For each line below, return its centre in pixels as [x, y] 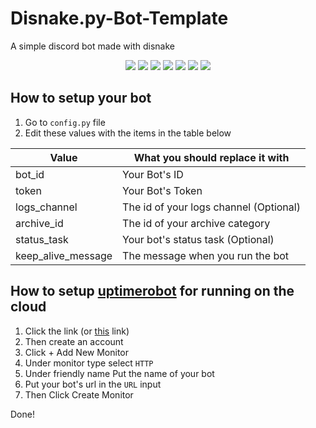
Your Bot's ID [153, 174]
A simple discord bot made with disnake [92, 46]
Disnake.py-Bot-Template [119, 18]
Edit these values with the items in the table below [128, 133]
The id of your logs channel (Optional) [211, 207]
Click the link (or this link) [77, 331]
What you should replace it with [211, 157]
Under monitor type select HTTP [89, 363]
